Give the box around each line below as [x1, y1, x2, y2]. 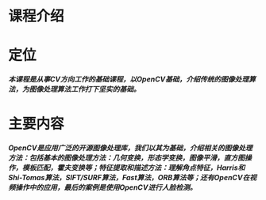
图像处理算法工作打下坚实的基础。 [29, 84, 141, 93]
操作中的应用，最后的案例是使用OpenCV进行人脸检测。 [14, 183, 197, 192]
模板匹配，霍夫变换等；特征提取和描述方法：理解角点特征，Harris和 [21, 163, 245, 172]
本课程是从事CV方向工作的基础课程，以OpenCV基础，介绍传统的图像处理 [8, 74, 249, 84]
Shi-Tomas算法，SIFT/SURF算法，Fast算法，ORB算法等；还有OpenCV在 [8, 172, 250, 182]
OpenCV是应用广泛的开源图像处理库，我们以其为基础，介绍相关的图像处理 [8, 143, 253, 153]
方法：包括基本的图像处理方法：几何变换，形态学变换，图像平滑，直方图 [8, 153, 245, 162]
